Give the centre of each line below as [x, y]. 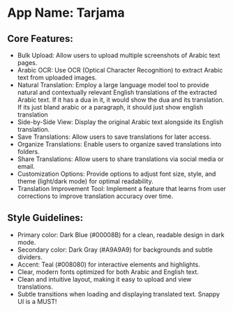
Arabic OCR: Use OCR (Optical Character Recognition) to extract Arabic [120, 70]
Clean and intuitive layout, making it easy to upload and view [104, 279]
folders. [28, 152]
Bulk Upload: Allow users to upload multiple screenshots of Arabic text [119, 55]
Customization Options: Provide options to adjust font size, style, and [116, 174]
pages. [27, 63]
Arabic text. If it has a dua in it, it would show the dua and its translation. [121, 100]
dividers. [30, 257]
